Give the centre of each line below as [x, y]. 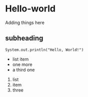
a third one [23, 69]
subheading [24, 38]
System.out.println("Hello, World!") [44, 50]
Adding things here [25, 22]
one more [22, 64]
